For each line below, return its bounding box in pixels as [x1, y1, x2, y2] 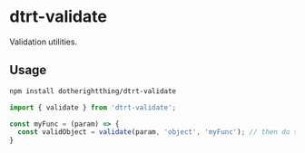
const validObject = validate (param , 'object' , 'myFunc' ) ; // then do [17, 128, 290, 137]
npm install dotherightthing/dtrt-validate [9, 86, 177, 96]
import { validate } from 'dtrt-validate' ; [9, 102, 177, 112]
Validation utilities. [9, 36, 78, 47]
